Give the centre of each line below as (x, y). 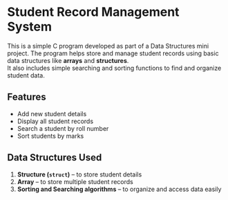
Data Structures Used (55, 157)
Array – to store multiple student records (75, 181)
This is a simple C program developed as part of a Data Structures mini (108, 46)
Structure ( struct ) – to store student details (79, 174)
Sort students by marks (50, 136)
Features (27, 97)
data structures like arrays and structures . (68, 60)
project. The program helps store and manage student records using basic (113, 53)
